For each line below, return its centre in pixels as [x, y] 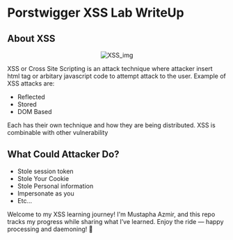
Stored [27, 104]
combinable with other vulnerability [58, 133]
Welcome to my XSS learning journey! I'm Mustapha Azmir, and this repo [111, 214]
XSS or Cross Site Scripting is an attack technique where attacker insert [110, 69]
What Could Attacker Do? [63, 154]
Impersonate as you [46, 193]
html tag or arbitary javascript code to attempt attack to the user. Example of [116, 76]
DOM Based [34, 112]
